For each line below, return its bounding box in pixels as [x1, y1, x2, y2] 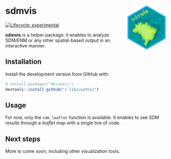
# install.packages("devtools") [5, 82, 74, 87]
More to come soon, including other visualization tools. [5, 148, 121, 154]
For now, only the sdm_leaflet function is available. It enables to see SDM [5, 115, 159, 121]
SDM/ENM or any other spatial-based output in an [5, 37, 110, 43]
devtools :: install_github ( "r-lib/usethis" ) [5, 87, 99, 92]
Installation [5, 58, 42, 66]
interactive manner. [5, 42, 46, 48]
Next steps [5, 135, 41, 143]
